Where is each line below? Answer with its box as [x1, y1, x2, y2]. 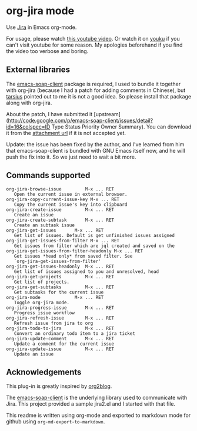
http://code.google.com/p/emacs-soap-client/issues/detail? [8, 117, 153, 124]
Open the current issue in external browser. [14, 191, 128, 197]
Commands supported [6, 170, 91, 180]
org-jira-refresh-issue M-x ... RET [6, 315, 115, 321]
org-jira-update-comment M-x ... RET [6, 335, 115, 341]
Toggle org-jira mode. [14, 300, 69, 305]
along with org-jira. [6, 99, 52, 106]
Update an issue [14, 351, 54, 357]
